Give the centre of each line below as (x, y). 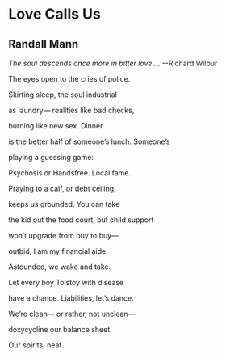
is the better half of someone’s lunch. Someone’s (90, 141)
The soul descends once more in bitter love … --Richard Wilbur (113, 63)
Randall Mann (44, 44)
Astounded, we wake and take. (60, 267)
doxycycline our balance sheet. (61, 329)
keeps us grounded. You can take (64, 204)
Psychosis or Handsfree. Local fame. (70, 173)
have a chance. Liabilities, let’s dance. (71, 298)
